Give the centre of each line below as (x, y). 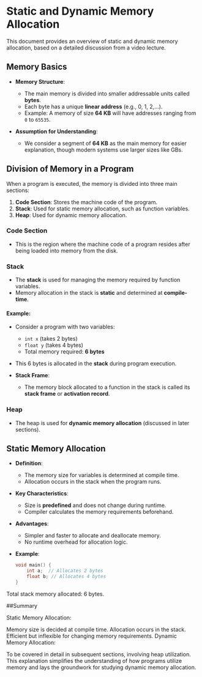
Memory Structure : (40, 81)
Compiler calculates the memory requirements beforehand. (99, 512)
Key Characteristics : (42, 494)
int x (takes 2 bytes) (51, 339)
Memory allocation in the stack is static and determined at (89, 293)
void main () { (33, 565)
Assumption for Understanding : (56, 131)
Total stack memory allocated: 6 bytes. (55, 594)
